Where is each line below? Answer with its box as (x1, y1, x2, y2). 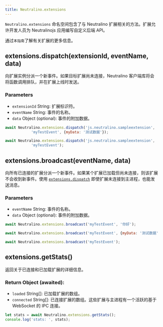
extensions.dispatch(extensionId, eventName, (5, 52, 149, 60)
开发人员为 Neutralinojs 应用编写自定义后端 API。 (9, 27, 108, 33)
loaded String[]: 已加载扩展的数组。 (12, 291, 82, 297)
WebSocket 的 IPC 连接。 (12, 303, 63, 309)
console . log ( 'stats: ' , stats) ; (5, 317, 70, 322)
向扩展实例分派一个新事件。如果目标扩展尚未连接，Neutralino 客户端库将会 (5, 73, 155, 79)
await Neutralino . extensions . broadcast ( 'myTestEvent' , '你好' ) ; (5, 222, 136, 227)
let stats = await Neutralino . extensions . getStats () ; (5, 312, 116, 318)
